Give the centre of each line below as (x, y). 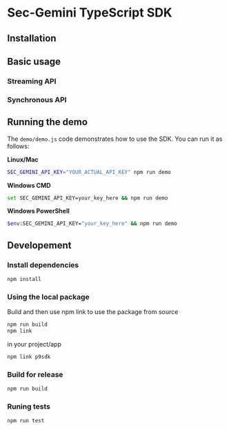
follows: (18, 146)
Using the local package (48, 297)
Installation (32, 38)
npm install (24, 279)
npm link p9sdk (29, 357)
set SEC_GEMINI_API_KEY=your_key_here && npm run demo (88, 198)
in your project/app (34, 344)
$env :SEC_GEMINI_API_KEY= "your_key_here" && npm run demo (92, 224)
